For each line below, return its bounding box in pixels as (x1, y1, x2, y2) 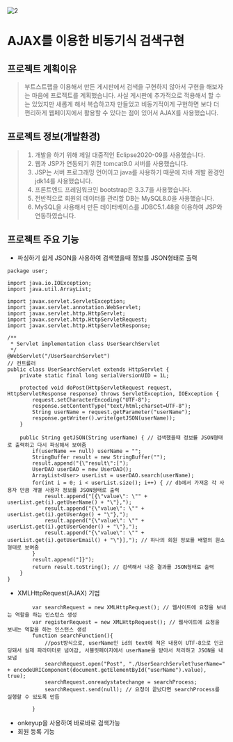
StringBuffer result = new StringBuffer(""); (32, 454, 167, 461)
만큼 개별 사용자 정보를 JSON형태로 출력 (19, 486, 120, 493)
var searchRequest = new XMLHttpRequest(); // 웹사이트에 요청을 (32, 604, 214, 611)
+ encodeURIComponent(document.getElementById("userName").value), (7, 666, 207, 673)
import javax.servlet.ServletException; (7, 297, 127, 305)
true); (7, 673, 26, 679)
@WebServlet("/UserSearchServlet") (7, 352, 111, 359)
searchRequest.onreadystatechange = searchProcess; (44, 678, 198, 686)
